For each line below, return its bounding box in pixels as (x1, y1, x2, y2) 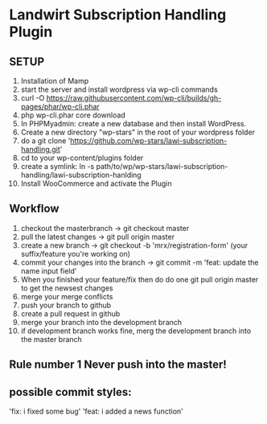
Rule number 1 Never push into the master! (9, 358, 228, 372)
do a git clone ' (20, 136, 71, 146)
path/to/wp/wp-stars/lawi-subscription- (96, 162, 228, 171)
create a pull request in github (20, 308, 121, 319)
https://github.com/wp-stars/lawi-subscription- (70, 136, 228, 146)
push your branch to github (20, 300, 112, 310)
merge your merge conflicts (20, 291, 113, 301)
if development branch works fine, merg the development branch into (20, 326, 252, 335)
